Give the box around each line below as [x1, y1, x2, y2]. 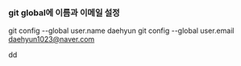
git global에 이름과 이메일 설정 [8, 6, 120, 18]
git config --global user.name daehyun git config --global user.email [8, 26, 235, 35]
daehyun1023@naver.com [8, 35, 95, 44]
